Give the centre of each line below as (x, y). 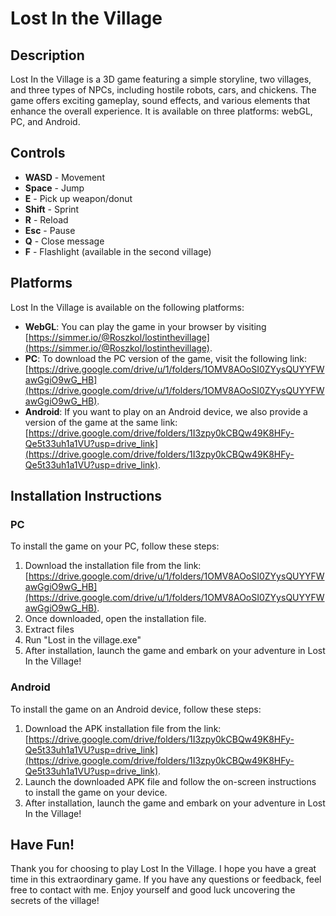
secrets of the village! (55, 901)
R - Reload (46, 219)
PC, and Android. (45, 121)
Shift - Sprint (52, 209)
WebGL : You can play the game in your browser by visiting (145, 326)
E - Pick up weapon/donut (78, 198)
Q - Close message (64, 241)
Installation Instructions (86, 496)
